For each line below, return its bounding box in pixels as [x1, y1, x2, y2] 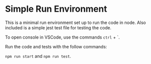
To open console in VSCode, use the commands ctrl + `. [5, 34, 120, 40]
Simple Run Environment [5, 3, 108, 15]
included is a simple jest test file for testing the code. [5, 24, 111, 30]
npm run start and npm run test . [5, 53, 71, 59]
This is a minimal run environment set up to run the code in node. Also [5, 20, 146, 25]
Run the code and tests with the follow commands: [5, 43, 108, 49]
